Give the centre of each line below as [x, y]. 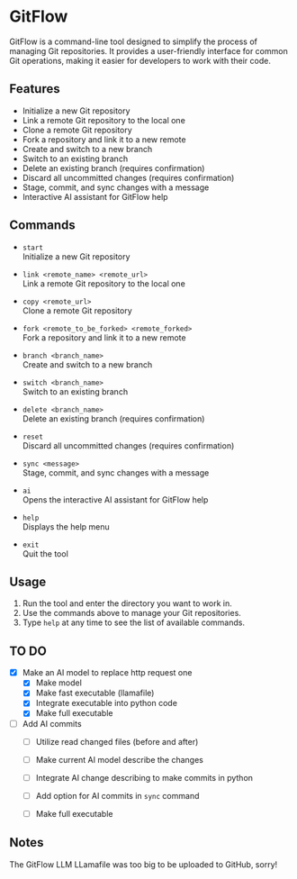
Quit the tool [45, 553]
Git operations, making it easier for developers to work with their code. [140, 60]
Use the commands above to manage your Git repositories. [131, 613]
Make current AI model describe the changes [120, 759]
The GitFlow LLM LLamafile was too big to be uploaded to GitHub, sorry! [144, 864]
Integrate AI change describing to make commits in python [144, 777]
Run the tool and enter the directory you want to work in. [127, 603]
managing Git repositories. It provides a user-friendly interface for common [148, 50]
